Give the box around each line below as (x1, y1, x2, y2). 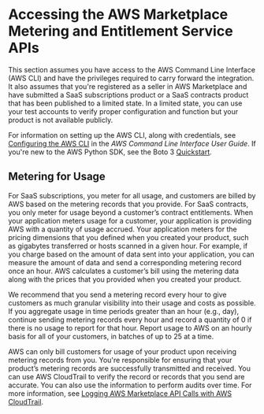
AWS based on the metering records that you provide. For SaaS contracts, (8, 199, 249, 209)
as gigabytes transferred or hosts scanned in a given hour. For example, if (8, 241, 248, 250)
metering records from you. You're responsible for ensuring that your (8, 355, 232, 364)
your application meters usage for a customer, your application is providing (8, 216, 252, 225)
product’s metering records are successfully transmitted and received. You (8, 364, 251, 373)
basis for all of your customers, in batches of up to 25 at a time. (8, 331, 214, 341)
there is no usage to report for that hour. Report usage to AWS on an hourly (8, 323, 252, 332)
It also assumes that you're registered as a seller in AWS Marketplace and (8, 81, 247, 91)
